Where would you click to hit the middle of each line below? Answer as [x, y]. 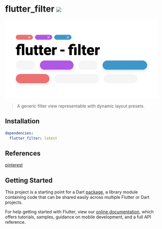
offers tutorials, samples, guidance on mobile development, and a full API [78, 217]
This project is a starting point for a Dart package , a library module [72, 192]
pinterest [14, 165]
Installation [22, 121]
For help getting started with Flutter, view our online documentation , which [80, 212]
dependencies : [19, 133]
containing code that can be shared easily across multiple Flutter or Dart [77, 197]
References [23, 153]
